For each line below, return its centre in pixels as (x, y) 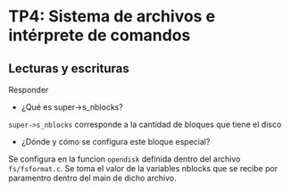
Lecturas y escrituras (69, 68)
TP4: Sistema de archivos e (112, 17)
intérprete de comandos (100, 35)
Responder (29, 90)
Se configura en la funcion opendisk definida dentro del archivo (125, 159)
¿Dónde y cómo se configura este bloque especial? (116, 142)
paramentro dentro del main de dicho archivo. (92, 178)
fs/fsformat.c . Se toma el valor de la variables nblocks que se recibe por (143, 168)
